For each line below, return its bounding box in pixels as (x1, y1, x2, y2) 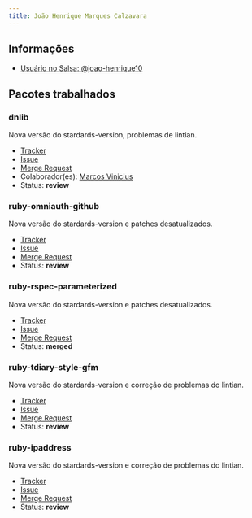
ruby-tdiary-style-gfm (8, 361, 99, 372)
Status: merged (20, 341, 73, 350)
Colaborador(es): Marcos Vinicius (20, 172, 133, 181)
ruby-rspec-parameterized (8, 281, 118, 293)
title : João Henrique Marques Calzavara (8, 11, 148, 20)
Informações (8, 42, 75, 56)
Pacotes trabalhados (8, 87, 116, 101)
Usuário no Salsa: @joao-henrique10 (20, 63, 143, 73)
